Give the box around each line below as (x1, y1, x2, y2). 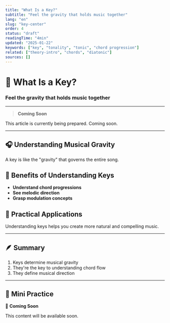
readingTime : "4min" (5, 36, 49, 41)
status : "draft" (5, 31, 39, 36)
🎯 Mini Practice (5, 290, 54, 298)
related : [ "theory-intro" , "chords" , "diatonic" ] (5, 50, 112, 55)
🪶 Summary (5, 244, 45, 252)
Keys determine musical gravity (12, 259, 78, 266)
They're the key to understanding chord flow (12, 265, 106, 271)
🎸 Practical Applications (5, 210, 82, 218)
